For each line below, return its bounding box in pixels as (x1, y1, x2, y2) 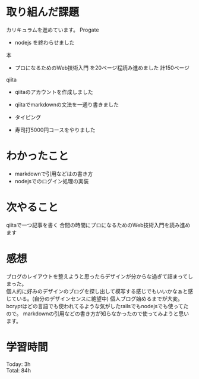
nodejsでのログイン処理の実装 (14, 177, 89, 184)
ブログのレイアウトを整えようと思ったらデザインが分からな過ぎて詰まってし (6, 272, 193, 280)
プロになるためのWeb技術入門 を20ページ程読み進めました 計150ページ (14, 64, 190, 71)
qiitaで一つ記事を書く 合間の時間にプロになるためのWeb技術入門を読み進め (6, 221, 191, 228)
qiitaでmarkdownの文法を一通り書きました (14, 101, 119, 108)
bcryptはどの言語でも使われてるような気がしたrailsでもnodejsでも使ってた (6, 302, 189, 309)
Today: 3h (6, 361, 31, 368)
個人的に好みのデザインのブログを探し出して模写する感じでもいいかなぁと (6, 287, 188, 295)
